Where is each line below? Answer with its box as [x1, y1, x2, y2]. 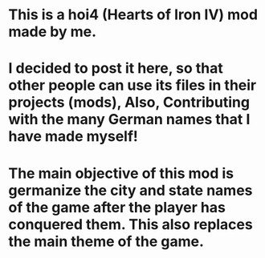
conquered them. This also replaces [8, 215, 253, 233]
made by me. [8, 22, 96, 41]
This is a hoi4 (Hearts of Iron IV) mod [8, 6, 259, 24]
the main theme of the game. [8, 232, 205, 250]
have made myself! [8, 127, 139, 146]
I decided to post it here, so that [8, 59, 223, 78]
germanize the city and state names [8, 181, 253, 200]
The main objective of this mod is [8, 164, 234, 182]
